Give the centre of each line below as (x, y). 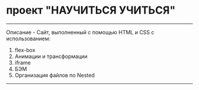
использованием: (28, 38)
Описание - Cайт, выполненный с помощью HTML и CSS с (80, 32)
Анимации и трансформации (51, 56)
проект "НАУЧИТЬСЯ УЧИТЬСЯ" (91, 10)
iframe (23, 62)
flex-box (25, 50)
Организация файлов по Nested (54, 75)
